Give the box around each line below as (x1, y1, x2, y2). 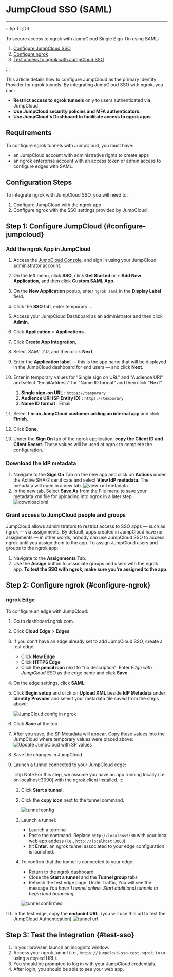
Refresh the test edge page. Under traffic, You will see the (28, 879, 152, 885)
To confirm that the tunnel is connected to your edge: (21, 858, 134, 865)
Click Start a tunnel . (21, 787, 64, 793)
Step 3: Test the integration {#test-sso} (6, 930, 135, 939)
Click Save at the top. (13, 720, 59, 726)
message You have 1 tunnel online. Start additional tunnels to (28, 885, 158, 891)
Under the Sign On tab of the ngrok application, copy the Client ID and (13, 436, 163, 442)
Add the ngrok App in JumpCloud (6, 245, 91, 253)
